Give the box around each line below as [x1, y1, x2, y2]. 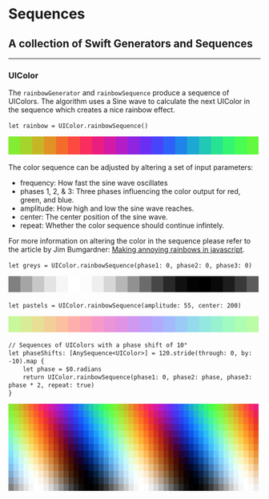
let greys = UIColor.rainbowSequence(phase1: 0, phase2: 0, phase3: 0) [8, 262, 252, 270]
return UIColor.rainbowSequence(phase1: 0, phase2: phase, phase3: [22, 373, 252, 381]
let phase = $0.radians [22, 365, 102, 373]
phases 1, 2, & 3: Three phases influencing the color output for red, [19, 187, 241, 196]
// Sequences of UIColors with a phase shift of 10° [8, 341, 188, 349]
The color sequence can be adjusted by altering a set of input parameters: [8, 163, 254, 172]
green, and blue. [19, 195, 74, 205]
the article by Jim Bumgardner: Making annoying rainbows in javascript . [8, 245, 245, 255]
